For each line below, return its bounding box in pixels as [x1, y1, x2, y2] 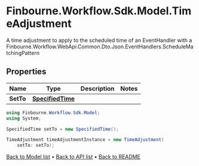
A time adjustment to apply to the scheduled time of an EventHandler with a [6, 36, 192, 44]
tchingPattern [6, 49, 40, 56]
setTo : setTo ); [17, 142, 55, 149]
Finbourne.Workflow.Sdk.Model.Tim [6, 4, 192, 18]
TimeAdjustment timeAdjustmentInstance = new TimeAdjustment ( [6, 137, 164, 143]
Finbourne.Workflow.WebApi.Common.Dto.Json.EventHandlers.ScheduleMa [6, 43, 194, 50]
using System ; [6, 115, 42, 121]
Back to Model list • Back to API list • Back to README [6, 153, 140, 161]
